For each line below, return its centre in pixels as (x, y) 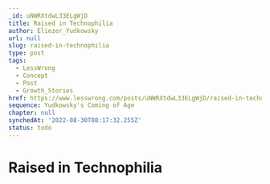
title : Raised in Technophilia (61, 23)
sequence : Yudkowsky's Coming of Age (72, 105)
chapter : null (32, 113)
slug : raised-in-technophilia (59, 46)
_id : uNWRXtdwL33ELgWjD (48, 16)
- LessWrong (36, 68)
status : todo (30, 128)
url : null (25, 38)
